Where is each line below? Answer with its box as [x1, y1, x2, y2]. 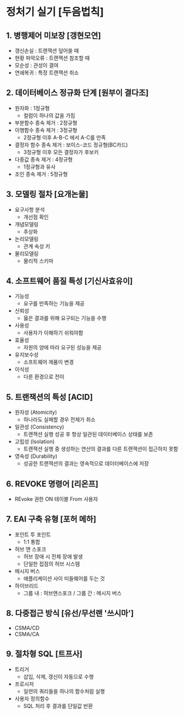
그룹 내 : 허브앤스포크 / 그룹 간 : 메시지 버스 [23, 590, 122, 597]
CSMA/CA [14, 631, 40, 638]
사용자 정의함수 [14, 695, 50, 702]
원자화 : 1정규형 [14, 104, 50, 111]
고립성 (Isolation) [14, 438, 55, 445]
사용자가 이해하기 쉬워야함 [23, 329, 84, 336]
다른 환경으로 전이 [23, 373, 64, 380]
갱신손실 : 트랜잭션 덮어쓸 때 [14, 47, 79, 54]
